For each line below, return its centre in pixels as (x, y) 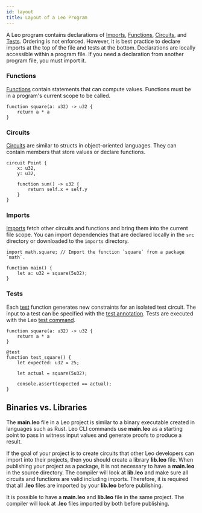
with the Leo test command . (41, 320)
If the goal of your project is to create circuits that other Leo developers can (100, 453)
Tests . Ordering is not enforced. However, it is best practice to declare (93, 41)
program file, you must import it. (46, 60)
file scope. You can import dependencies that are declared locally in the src (100, 235)
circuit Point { (27, 163)
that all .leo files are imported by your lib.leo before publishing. (85, 485)
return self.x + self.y (58, 190)
